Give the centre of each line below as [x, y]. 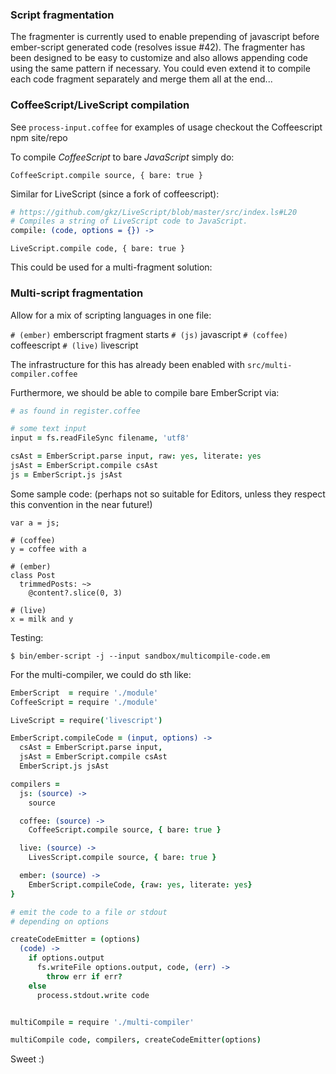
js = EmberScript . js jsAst [66, 474]
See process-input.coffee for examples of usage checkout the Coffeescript [166, 127]
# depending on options [60, 921]
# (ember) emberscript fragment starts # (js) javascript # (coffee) [149, 334]
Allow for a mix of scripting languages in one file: [111, 315]
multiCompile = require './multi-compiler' [102, 1022]
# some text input [48, 429]
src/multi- [269, 365]
